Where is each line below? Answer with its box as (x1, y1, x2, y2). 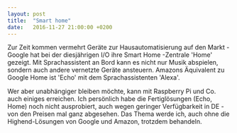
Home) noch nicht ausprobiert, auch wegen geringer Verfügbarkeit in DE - (7, 102, 225, 111)
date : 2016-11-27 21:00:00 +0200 (7, 23, 113, 31)
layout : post (7, 10, 46, 18)
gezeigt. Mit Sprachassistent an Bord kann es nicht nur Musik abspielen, (7, 58, 219, 67)
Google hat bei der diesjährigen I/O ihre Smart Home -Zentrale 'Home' (7, 50, 213, 59)
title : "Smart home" (7, 17, 72, 24)
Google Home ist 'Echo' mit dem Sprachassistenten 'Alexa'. (7, 73, 180, 82)
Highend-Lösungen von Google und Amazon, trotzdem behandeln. (7, 117, 202, 126)
